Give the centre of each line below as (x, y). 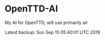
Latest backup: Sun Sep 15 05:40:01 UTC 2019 (52, 32)
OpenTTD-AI (31, 9)
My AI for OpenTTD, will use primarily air (46, 22)
